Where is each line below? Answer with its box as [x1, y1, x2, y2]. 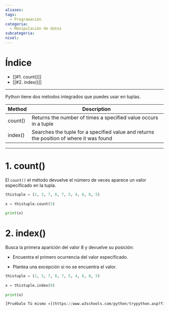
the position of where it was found [32, 134, 112, 141]
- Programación [10, 17, 42, 22]
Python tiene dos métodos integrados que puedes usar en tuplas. [5, 94, 141, 100]
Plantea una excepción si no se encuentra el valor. [12, 264, 117, 270]
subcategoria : [5, 31, 35, 36]
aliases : [5, 7, 24, 13]
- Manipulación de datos [10, 26, 62, 31]
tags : [5, 12, 17, 17]
